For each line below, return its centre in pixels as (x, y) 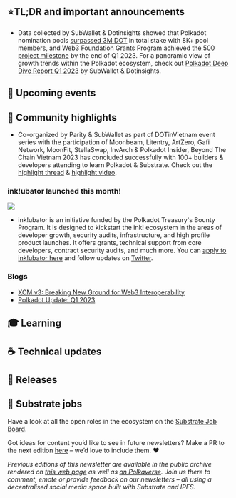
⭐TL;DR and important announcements (96, 12)
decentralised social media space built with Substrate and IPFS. (102, 487)
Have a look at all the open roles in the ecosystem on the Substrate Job (112, 421)
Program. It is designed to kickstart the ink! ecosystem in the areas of (120, 228)
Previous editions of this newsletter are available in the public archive (110, 464)
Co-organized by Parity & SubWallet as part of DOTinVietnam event (116, 135)
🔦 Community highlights (62, 118)
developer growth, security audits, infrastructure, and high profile (114, 235)
